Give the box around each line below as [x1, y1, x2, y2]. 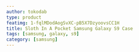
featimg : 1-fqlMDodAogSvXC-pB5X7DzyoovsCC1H [6, 20, 120, 26]
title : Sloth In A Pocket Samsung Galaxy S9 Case [6, 25, 134, 32]
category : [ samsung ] [6, 36, 58, 42]
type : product [6, 14, 42, 20]
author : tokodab [6, 8, 47, 15]
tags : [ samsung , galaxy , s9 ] [6, 31, 79, 37]
